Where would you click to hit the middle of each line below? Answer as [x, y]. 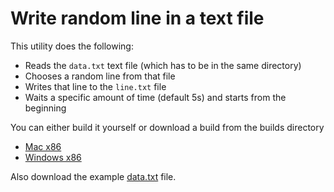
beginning [45, 108]
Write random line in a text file [137, 18]
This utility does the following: [72, 46]
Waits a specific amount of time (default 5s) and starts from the [155, 97]
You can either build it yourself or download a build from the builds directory [167, 127]
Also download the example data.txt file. [93, 176]
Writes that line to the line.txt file [95, 86]
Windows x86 [53, 157]
